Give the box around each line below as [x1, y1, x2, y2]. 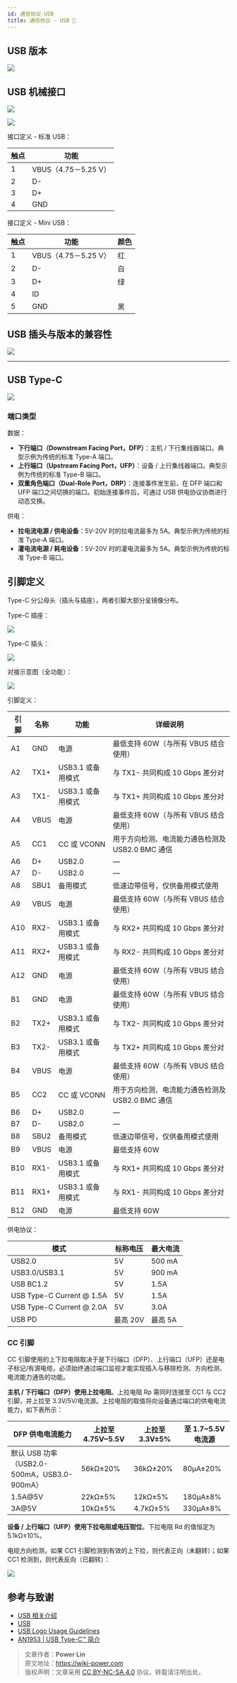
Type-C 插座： [7, 610, 50, 619]
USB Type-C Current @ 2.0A [11, 1301, 108, 1311]
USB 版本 [7, 45, 47, 57]
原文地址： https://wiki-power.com [24, 1658, 123, 1667]
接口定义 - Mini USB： [7, 218, 72, 227]
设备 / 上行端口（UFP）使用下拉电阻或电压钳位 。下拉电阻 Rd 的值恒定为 [7, 1523, 215, 1531]
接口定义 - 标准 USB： [7, 132, 72, 141]
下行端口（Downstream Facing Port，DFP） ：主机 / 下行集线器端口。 [17, 444, 218, 452]
